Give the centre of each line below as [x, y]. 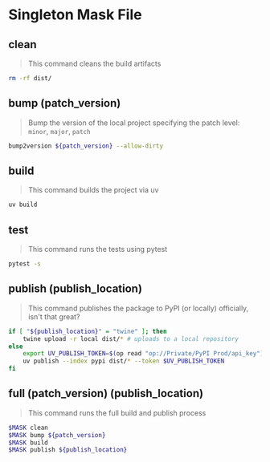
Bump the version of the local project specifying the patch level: [134, 123]
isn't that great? [54, 316]
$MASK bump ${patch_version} [57, 435]
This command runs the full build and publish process [117, 413]
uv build [23, 205]
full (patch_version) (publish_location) [106, 393]
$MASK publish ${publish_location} [68, 450]
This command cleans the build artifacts [94, 63]
